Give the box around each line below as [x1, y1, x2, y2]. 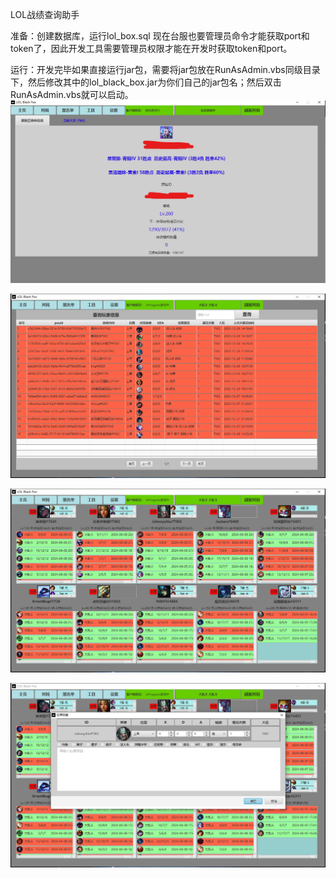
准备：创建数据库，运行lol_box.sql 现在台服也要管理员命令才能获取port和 [10, 30, 310, 42]
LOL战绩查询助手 [10, 9, 80, 20]
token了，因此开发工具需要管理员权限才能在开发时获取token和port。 [10, 43, 293, 54]
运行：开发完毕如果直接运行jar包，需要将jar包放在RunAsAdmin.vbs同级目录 [10, 64, 321, 75]
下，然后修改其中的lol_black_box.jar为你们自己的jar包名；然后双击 [10, 76, 282, 88]
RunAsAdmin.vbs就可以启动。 [10, 89, 134, 100]
